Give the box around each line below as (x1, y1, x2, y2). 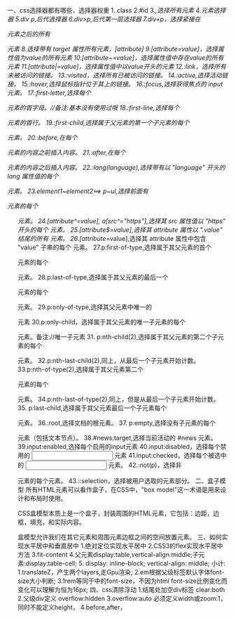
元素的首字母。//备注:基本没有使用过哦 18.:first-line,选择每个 (7, 104, 180, 112)
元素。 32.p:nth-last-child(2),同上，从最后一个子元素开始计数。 (17, 357, 200, 364)
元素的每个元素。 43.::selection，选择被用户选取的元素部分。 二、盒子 (17, 477, 220, 485)
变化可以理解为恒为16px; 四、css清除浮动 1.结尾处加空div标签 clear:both (17, 586, 225, 593)
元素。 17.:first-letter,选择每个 (7, 88, 91, 97)
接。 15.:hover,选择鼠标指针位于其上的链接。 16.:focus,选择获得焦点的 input (7, 80, 223, 88)
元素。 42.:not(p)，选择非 (108, 461, 182, 469)
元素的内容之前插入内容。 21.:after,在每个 (7, 148, 126, 157)
